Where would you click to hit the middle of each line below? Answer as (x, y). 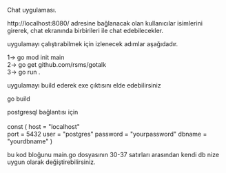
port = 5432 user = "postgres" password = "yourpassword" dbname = (107, 134)
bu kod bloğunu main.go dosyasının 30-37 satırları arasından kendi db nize (113, 155)
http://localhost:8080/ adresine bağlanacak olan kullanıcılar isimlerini (105, 23)
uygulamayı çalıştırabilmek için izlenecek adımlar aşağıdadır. (93, 44)
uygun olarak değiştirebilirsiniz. (51, 162)
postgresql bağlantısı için (43, 112)
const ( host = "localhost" (44, 126)
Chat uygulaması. (32, 10)
